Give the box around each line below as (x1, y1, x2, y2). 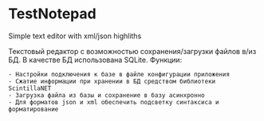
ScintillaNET (8, 84, 52, 92)
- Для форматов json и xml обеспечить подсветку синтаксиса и (8, 98, 219, 106)
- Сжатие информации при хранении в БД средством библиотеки (8, 77, 216, 85)
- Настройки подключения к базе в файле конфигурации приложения (8, 70, 230, 78)
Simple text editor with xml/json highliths (8, 31, 142, 41)
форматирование (8, 105, 59, 113)
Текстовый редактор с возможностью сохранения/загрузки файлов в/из (8, 46, 257, 56)
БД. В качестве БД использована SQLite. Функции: (8, 55, 183, 64)
